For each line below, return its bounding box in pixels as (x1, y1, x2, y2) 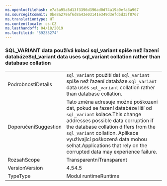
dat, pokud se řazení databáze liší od (66, 105, 153, 112)
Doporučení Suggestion (7, 123, 62, 130)
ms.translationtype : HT (5, 16, 55, 21)
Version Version (7, 165, 43, 172)
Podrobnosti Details (7, 81, 52, 88)
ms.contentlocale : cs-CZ (5, 21, 57, 26)
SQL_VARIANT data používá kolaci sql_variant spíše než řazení (5, 47, 159, 54)
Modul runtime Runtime (66, 173, 120, 180)
